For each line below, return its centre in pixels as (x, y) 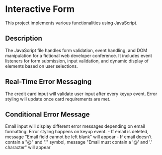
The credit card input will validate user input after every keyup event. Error (81, 94)
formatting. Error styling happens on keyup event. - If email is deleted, (77, 132)
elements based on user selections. (41, 66)
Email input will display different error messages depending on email (75, 126)
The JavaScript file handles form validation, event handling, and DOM (76, 50)
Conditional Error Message (48, 114)
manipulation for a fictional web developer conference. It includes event (79, 55)
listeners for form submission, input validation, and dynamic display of (77, 61)
